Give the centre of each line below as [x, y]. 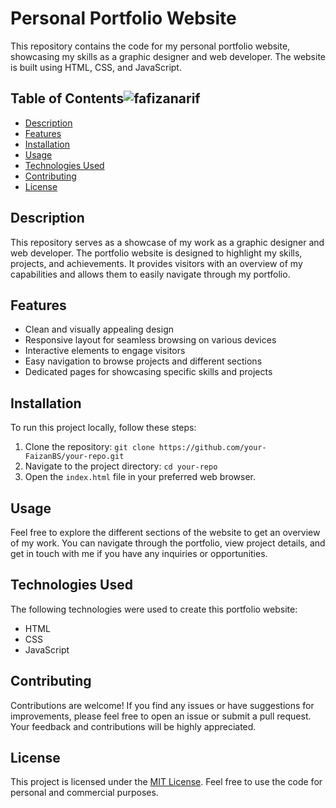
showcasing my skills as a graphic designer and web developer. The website [168, 56]
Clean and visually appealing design [99, 329]
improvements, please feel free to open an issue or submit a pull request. [161, 716]
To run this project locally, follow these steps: [103, 428]
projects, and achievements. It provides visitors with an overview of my [156, 263]
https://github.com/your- [212, 448]
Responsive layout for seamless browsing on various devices [150, 340]
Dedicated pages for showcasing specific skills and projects [148, 372]
